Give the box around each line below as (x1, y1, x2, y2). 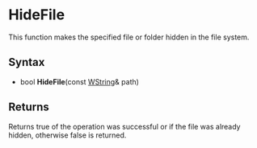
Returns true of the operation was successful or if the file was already (8, 121, 241, 131)
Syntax (8, 55, 45, 69)
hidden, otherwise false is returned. (8, 130, 127, 140)
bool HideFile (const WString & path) (19, 76, 140, 86)
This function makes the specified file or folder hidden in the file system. (8, 32, 250, 42)
